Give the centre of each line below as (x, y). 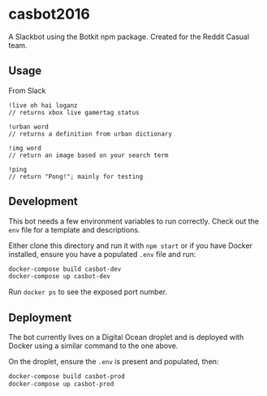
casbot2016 (50, 14)
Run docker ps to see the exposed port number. (88, 292)
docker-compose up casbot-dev (60, 276)
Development (43, 201)
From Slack (27, 90)
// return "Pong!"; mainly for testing (76, 176)
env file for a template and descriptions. (74, 229)
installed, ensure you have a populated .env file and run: (102, 254)
